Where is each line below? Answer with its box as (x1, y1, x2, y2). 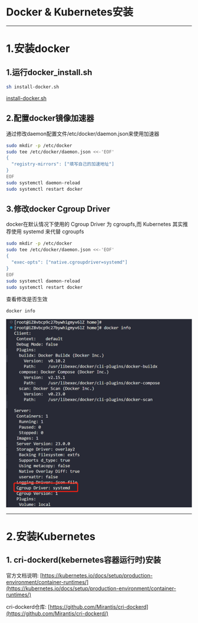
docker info (6, 308, 35, 314)
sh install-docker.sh (6, 84, 60, 90)
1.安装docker (6, 42, 70, 56)
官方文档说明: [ (6, 572, 42, 579)
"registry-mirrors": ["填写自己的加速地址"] (11, 161, 115, 167)
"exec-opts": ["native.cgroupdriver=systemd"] (11, 259, 128, 266)
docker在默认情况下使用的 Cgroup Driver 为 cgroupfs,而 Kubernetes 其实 (6, 221, 183, 228)
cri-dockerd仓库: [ (6, 603, 50, 610)
